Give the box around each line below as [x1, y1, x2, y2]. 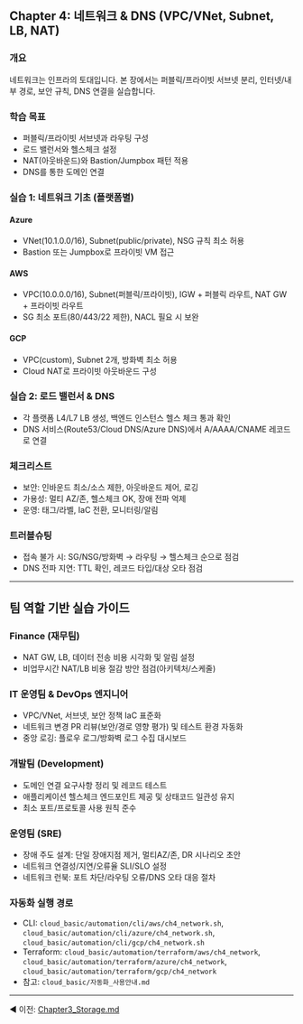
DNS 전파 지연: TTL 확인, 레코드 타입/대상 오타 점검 [22, 563, 203, 573]
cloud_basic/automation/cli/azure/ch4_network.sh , [22, 927, 216, 938]
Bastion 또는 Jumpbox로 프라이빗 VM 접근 [22, 247, 175, 257]
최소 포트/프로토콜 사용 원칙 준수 [22, 802, 137, 813]
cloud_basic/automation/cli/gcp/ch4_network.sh [22, 938, 205, 948]
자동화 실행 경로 [9, 897, 74, 909]
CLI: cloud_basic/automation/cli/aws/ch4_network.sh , [22, 917, 224, 928]
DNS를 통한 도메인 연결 [22, 166, 106, 177]
